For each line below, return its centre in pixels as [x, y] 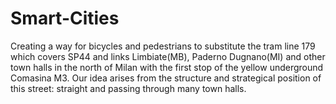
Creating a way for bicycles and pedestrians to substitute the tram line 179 [163, 46]
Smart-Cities [65, 18]
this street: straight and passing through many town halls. [128, 88]
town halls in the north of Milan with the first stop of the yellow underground [167, 67]
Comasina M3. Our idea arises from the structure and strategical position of [166, 78]
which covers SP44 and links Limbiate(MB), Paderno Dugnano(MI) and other [168, 56]
